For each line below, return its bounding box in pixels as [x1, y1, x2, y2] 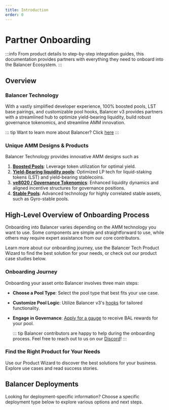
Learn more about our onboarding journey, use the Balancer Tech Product [5, 245, 159, 251]
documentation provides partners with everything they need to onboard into [5, 56, 163, 63]
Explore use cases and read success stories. [5, 365, 99, 371]
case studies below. [5, 255, 47, 262]
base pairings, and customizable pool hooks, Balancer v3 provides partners [5, 109, 163, 115]
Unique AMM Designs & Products [5, 142, 89, 149]
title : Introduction [5, 7, 49, 13]
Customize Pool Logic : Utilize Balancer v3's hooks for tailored [12, 300, 143, 306]
